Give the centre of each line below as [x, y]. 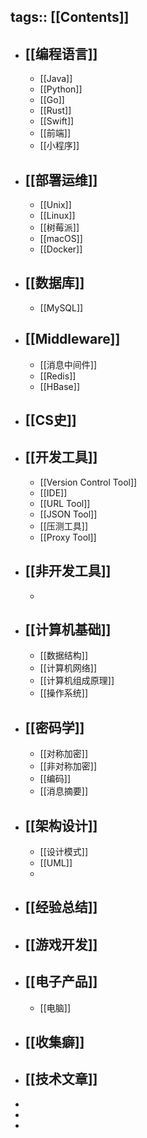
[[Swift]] [57, 121]
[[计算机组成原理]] [77, 681]
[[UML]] [56, 863]
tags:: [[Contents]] [70, 17]
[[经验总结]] [61, 907]
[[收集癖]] [54, 1042]
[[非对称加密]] [68, 766]
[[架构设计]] [61, 825]
